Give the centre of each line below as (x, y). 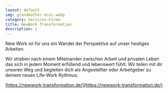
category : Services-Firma (33, 19)
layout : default (22, 10)
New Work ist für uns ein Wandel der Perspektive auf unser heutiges (77, 43)
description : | (21, 29)
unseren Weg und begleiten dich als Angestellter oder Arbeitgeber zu (78, 70)
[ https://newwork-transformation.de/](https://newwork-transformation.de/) (84, 85)
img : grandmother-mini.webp (35, 15)
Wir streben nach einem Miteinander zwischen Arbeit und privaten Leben (82, 59)
